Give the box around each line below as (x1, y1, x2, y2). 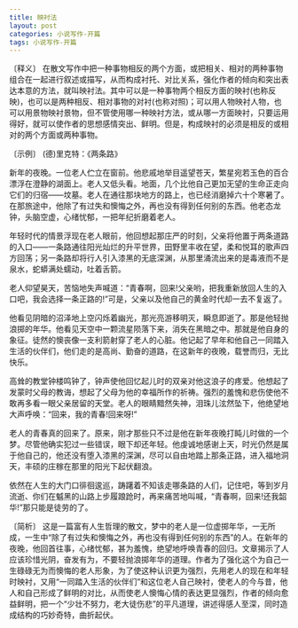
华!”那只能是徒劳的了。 (9, 502, 93, 513)
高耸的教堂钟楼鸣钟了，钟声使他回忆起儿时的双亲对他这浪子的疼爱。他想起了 (9, 376, 289, 387)
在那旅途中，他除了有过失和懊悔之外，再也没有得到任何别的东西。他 (9, 200, 258, 211)
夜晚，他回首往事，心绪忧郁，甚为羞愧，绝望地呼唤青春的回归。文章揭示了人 (9, 543, 289, 554)
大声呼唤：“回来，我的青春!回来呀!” (9, 409, 137, 420)
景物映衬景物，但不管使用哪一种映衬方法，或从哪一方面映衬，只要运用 (32, 107, 289, 118)
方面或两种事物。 (39, 130, 103, 140)
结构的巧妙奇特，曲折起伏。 (16, 609, 118, 621)
